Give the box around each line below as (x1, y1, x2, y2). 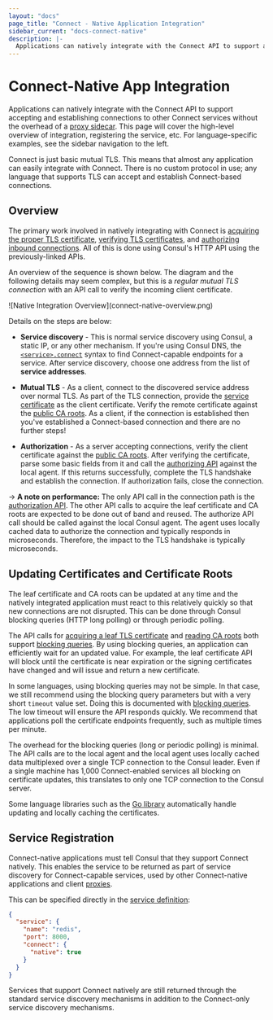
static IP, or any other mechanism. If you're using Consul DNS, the (19, 340, 242, 350)
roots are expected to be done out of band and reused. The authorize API (8, 509, 254, 519)
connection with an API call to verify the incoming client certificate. (8, 284, 233, 294)
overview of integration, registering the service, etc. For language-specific (8, 130, 258, 140)
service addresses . (19, 366, 87, 376)
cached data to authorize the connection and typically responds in (8, 526, 231, 536)
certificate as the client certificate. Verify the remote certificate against (19, 400, 258, 409)
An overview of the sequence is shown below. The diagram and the (8, 267, 234, 277)
